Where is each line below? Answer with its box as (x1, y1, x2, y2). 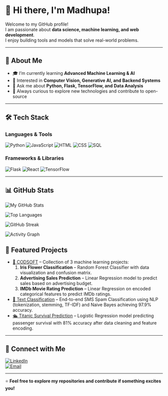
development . (5, 32, 35, 38)
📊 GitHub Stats (5, 186, 54, 195)
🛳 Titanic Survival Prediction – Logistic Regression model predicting (12, 313, 154, 319)
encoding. (12, 325, 33, 331)
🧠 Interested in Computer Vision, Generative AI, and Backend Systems (12, 77, 161, 83)
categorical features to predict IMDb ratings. (19, 291, 111, 297)
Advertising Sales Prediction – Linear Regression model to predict (19, 275, 157, 281)
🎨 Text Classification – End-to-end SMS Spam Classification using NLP (12, 296, 158, 303)
